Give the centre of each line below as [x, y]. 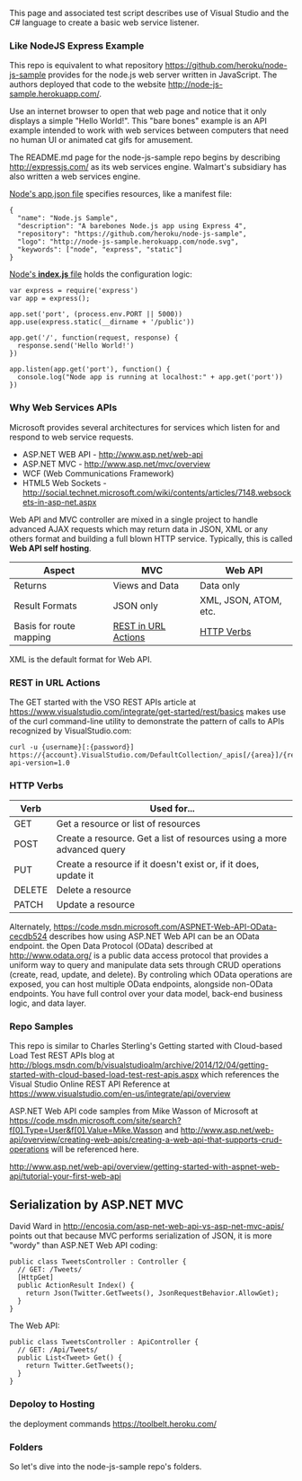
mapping [32, 637]
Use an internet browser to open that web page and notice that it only [138, 111]
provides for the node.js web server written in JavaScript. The [163, 75]
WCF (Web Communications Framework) [98, 473]
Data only [220, 585]
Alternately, [31, 927]
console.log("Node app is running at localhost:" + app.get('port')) [150, 377]
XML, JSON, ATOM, [241, 599]
